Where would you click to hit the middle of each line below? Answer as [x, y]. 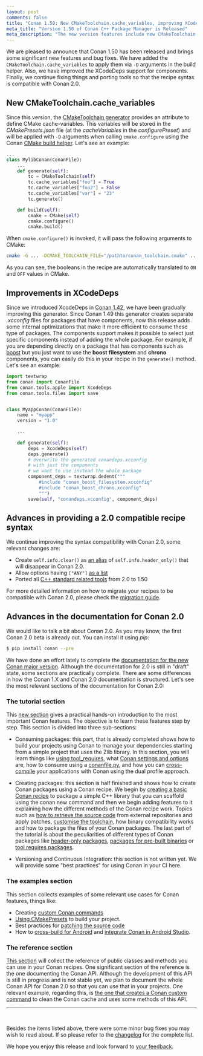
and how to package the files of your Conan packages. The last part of [103, 828]
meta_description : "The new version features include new [81, 34]
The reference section [40, 947]
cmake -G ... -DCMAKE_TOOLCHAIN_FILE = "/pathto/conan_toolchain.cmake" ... [102, 256]
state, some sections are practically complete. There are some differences [99, 673]
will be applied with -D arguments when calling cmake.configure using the [98, 136]
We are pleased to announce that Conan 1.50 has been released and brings [100, 51]
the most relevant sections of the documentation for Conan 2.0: [85, 686]
